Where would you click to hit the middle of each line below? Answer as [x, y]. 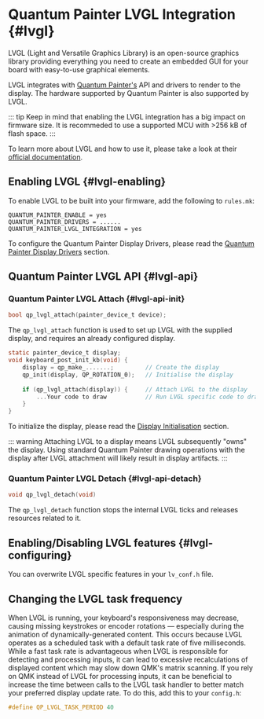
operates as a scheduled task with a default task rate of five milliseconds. [127, 643]
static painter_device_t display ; [65, 353]
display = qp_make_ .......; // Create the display [121, 368]
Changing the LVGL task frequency [95, 599]
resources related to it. [45, 518]
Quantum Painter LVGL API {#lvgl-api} [103, 277]
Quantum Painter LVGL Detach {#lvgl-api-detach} [105, 479]
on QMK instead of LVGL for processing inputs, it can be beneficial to [120, 676]
